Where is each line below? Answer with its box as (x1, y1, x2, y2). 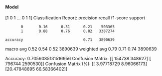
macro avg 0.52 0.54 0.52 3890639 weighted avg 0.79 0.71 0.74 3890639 (5, 46, 157, 52)
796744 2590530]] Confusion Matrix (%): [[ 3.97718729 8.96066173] (5, 61, 148, 67)
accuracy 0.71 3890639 (5, 38, 115, 42)
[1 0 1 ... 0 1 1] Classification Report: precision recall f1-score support (5, 15, 146, 21)
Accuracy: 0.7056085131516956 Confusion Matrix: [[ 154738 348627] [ (5, 56, 151, 62)
